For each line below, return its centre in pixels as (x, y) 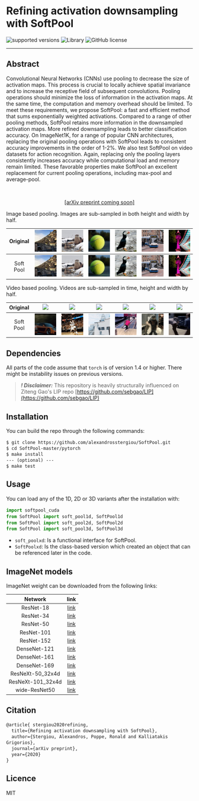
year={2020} (26, 754)
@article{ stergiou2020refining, (47, 725)
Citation (21, 711)
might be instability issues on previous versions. (65, 374)
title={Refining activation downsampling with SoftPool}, (85, 730)
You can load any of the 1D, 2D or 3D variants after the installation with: (93, 499)
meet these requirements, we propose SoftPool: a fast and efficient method (98, 110)
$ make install (25, 455)
